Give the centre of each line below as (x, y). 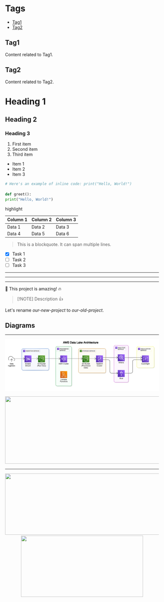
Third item (22, 154)
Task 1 (19, 254)
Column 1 (17, 220)
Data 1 (14, 227)
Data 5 (38, 234)
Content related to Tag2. (30, 82)
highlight (14, 209)
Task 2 (19, 260)
